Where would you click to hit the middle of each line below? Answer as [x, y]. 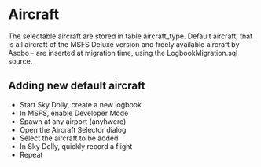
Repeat [31, 154]
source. [20, 61]
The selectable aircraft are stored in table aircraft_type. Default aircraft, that [130, 36]
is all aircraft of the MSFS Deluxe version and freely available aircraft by [124, 44]
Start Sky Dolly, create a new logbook [80, 104]
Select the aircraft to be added [69, 138]
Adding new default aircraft [77, 86]
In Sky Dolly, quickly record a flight [76, 146]
